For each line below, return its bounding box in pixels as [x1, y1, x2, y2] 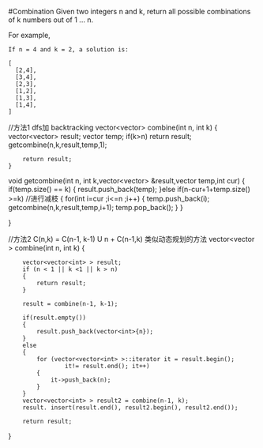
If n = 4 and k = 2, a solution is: [8, 46, 129, 54]
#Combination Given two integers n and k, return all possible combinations [8, 7, 251, 16]
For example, [8, 31, 51, 40]
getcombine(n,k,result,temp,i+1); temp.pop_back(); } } [8, 203, 183, 212]
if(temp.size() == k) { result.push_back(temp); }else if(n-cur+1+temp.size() [8, 185, 250, 194]
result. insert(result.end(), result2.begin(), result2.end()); [22, 404, 239, 412]
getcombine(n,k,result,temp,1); [8, 140, 107, 149]
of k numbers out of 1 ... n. [8, 15, 93, 24]
